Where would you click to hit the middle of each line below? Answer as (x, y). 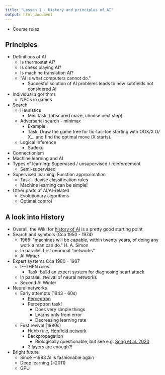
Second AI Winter (38, 283)
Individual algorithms (34, 94)
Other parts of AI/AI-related (41, 191)
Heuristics (30, 110)
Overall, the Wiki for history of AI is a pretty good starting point (77, 229)
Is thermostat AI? (37, 62)
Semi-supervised (38, 169)
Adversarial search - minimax (51, 121)
